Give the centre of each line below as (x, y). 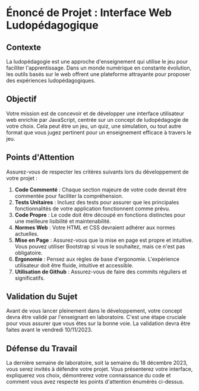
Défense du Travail (42, 349)
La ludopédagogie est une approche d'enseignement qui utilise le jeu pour (97, 62)
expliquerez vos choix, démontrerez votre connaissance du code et (89, 376)
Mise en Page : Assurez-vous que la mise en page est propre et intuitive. (104, 240)
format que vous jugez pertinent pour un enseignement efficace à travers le (99, 132)
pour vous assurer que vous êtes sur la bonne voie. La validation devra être (98, 323)
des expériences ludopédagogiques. (51, 81)
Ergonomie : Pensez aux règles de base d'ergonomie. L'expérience (97, 259)
